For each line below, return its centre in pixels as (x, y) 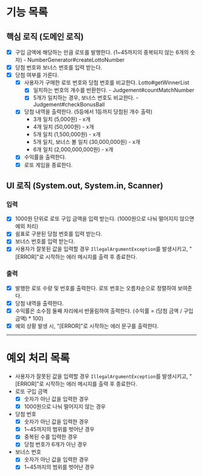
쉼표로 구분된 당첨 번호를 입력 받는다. (59, 234)
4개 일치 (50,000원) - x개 (63, 127)
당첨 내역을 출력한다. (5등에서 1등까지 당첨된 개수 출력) (88, 112)
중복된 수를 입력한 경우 (51, 437)
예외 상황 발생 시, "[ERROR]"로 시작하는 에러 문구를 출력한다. (87, 326)
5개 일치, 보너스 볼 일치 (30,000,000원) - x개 (87, 142)
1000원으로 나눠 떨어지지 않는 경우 (65, 406)
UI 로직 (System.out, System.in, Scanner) (85, 185)
